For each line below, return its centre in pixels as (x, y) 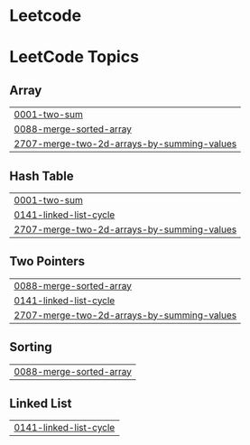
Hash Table (42, 176)
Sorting (31, 347)
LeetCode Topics (74, 57)
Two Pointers (47, 261)
